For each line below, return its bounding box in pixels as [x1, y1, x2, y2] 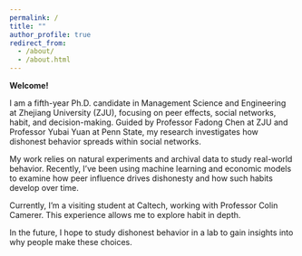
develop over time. [9, 183, 80, 193]
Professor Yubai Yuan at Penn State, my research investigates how [9, 127, 258, 137]
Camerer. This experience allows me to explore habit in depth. [9, 210, 241, 220]
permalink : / [9, 13, 59, 23]
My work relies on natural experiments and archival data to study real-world [9, 154, 293, 164]
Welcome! [9, 81, 49, 90]
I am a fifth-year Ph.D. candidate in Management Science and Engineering [9, 98, 287, 109]
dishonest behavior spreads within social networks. [9, 137, 202, 147]
